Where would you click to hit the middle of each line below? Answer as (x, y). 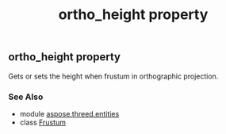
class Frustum (42, 122)
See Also (26, 97)
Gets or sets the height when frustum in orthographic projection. (113, 76)
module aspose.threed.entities (69, 113)
